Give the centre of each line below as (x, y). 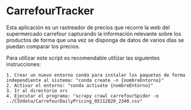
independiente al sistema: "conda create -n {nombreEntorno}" (85, 80)
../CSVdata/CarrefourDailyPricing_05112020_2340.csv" (75, 101)
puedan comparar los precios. (43, 46)
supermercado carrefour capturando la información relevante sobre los (94, 33)
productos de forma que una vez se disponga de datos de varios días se (95, 40)
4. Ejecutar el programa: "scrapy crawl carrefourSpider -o (83, 96)
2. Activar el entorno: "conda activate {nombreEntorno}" (80, 85)
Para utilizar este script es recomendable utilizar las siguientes (83, 58)
